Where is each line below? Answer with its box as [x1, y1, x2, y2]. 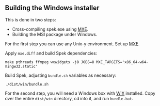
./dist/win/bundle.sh [5, 82, 49, 87]
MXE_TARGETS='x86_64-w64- [96, 59, 149, 65]
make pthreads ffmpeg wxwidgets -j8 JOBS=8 [5, 59, 95, 65]
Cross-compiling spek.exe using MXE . [12, 26, 89, 32]
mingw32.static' [5, 64, 38, 69]
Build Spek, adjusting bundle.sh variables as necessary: [5, 72, 116, 78]
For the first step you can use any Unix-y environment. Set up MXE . [5, 41, 140, 47]
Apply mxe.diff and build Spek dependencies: [5, 50, 97, 56]
